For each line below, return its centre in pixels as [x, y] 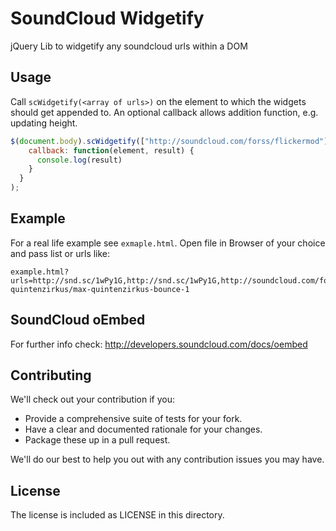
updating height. [44, 123]
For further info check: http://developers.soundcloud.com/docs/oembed [159, 344]
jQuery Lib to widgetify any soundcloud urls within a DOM [129, 46]
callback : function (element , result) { [111, 150]
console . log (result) [79, 160]
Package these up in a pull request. [97, 440]
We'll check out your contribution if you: [92, 399]
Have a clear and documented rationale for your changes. [143, 429]
